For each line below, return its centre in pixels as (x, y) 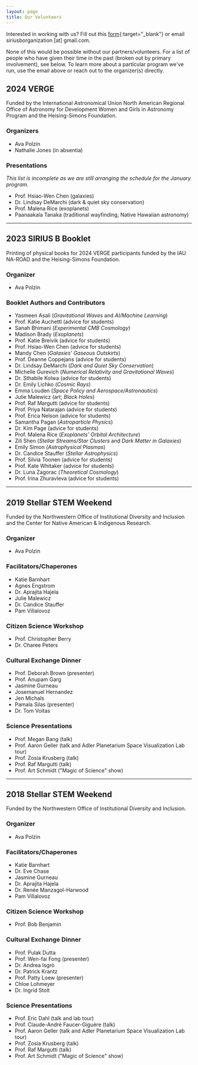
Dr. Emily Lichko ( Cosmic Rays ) (53, 385)
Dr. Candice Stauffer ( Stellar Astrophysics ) (66, 453)
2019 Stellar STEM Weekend (59, 502)
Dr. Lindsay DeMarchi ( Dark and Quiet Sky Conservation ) (84, 366)
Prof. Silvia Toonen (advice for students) (64, 460)
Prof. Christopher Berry (43, 639)
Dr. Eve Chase (32, 871)
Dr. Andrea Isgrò (34, 965)
